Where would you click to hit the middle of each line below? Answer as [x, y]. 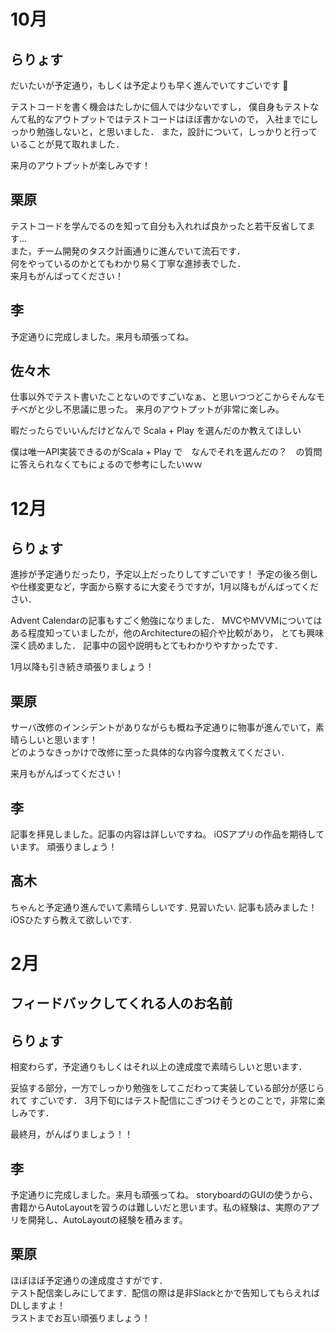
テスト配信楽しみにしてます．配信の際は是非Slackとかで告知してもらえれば [165, 1292]
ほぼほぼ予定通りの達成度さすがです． [89, 1280]
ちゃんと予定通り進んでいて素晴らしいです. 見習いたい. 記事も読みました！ [164, 907]
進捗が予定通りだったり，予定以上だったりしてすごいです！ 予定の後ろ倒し [164, 574]
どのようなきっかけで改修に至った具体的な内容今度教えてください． [150, 752]
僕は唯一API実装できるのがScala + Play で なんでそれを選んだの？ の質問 [166, 452]
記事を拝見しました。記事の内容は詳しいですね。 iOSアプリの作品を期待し [163, 834]
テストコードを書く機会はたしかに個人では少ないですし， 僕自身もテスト [160, 106]
